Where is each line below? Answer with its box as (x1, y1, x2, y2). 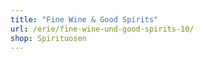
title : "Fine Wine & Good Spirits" (10, 14, 159, 25)
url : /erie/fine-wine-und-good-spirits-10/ (10, 24, 195, 34)
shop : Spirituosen (10, 33, 87, 43)
